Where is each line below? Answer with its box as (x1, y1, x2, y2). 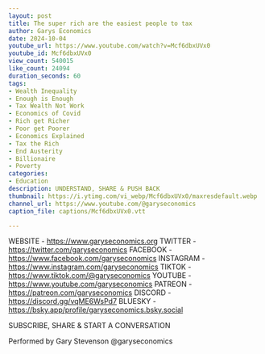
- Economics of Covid (8, 110, 81, 118)
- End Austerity (8, 147, 63, 155)
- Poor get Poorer (8, 124, 70, 133)
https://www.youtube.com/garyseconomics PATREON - (8, 280, 193, 289)
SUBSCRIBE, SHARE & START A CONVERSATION (8, 321, 171, 331)
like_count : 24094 (8, 65, 70, 73)
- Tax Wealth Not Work (8, 102, 85, 110)
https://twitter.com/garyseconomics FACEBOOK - (8, 245, 173, 255)
